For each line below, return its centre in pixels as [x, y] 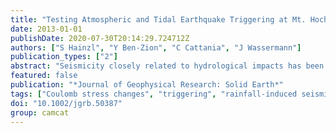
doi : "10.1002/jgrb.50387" [66, 103]
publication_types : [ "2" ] [64, 57]
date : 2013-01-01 [46, 29]
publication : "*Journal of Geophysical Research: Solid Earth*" [147, 85]
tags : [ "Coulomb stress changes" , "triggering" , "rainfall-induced [154, 94]
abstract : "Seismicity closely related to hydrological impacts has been [167, 66]
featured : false [44, 76]
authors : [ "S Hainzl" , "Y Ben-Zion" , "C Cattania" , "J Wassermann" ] [156, 47]
